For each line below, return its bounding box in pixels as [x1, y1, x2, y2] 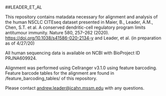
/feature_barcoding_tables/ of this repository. [5, 76, 98, 81]
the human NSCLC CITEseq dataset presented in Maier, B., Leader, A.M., [5, 19, 154, 25]
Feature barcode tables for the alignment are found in [5, 70, 114, 76]
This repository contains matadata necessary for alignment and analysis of [5, 14, 158, 19]
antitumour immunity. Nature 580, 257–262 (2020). [5, 30, 110, 35]
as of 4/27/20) [5, 40, 35, 46]
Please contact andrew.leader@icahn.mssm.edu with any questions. [5, 85, 145, 91]
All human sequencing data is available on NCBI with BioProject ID [5, 50, 140, 56]
